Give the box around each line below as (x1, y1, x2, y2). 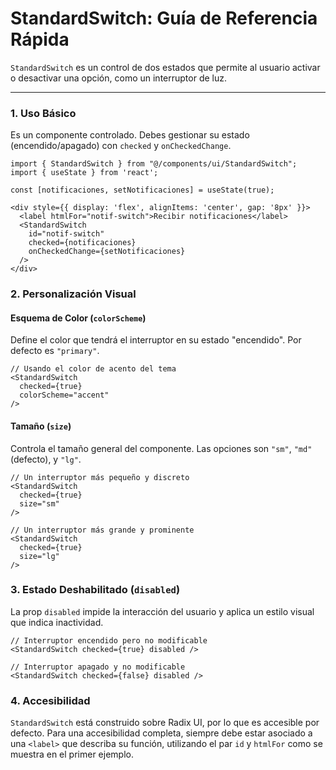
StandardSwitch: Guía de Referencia (10, 7, 318, 30)
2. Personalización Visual (10, 287, 137, 301)
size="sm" (19, 498, 60, 509)
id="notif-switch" (28, 229, 105, 239)
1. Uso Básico (10, 106, 77, 120)
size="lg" (19, 551, 60, 561)
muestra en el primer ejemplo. (10, 748, 134, 761)
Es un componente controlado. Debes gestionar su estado (10, 129, 250, 141)
